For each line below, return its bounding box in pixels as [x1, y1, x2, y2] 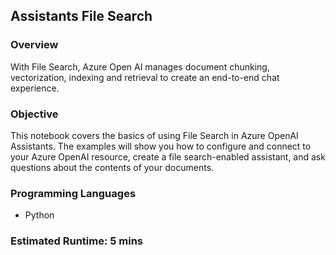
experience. [10, 82, 60, 94]
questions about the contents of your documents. [10, 161, 215, 173]
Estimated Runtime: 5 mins [10, 234, 144, 248]
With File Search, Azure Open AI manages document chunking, [10, 60, 270, 73]
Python [24, 209, 55, 221]
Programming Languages [10, 186, 137, 200]
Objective [10, 107, 59, 121]
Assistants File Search [10, 8, 153, 25]
